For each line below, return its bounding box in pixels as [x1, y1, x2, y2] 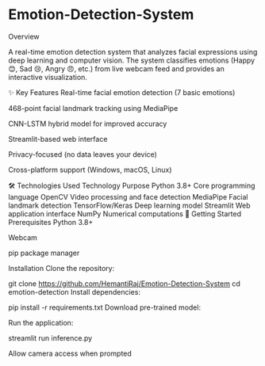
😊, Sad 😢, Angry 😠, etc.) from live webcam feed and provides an [8, 63, 225, 73]
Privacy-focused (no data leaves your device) [8, 149, 157, 159]
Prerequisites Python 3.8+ [8, 217, 94, 227]
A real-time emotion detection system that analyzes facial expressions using [8, 47, 258, 56]
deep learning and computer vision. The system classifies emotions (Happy [8, 55, 255, 65]
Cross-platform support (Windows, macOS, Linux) [8, 165, 172, 174]
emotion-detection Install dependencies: [8, 287, 141, 296]
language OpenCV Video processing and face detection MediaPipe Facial [8, 192, 248, 201]
